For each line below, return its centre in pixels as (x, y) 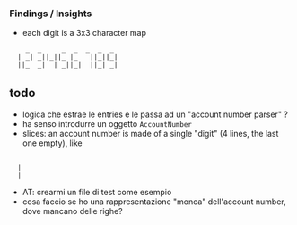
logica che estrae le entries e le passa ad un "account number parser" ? (155, 114)
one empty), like (52, 143)
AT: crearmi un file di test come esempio (97, 193)
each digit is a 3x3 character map (84, 33)
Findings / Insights (51, 13)
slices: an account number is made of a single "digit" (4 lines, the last (150, 134)
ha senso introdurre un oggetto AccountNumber (107, 124)
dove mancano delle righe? (72, 211)
